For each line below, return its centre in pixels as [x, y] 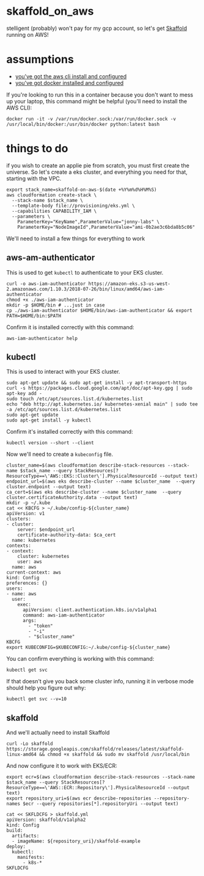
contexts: [19, 546]
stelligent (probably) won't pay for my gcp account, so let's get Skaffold [97, 28]
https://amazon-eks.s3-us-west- [129, 284]
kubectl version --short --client [50, 443]
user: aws [30, 562]
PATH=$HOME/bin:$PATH [34, 316]
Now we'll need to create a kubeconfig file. [60, 455]
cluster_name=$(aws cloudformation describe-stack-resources [86, 466]
